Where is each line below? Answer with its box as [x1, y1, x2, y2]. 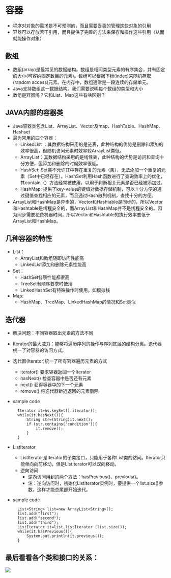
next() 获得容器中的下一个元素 [20, 382, 83, 388]
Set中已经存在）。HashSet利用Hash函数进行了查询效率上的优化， [29, 173, 165, 179]
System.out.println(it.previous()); [26, 533, 104, 539]
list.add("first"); [17, 511, 59, 517]
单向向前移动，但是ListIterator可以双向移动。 [24, 461, 119, 467]
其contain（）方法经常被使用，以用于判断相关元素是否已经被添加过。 [20, 180, 165, 186]
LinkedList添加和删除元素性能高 [20, 261, 87, 268]
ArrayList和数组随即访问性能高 [20, 255, 84, 261]
